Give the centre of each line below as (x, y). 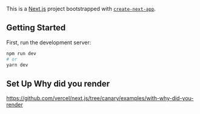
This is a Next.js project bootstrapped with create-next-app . (81, 9)
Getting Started (36, 28)
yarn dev (17, 65)
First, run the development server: (49, 42)
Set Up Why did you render (58, 83)
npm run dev (21, 53)
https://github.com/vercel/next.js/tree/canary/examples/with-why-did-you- (100, 98)
